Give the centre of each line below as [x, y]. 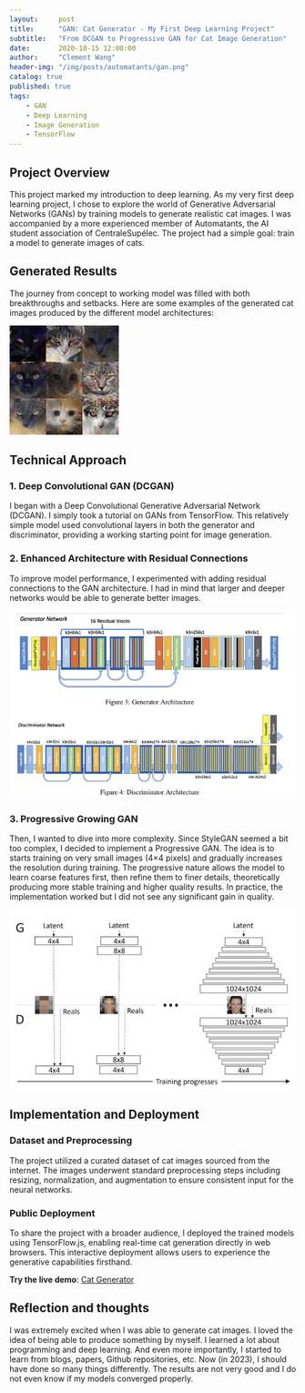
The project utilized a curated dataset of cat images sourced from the [140, 1160]
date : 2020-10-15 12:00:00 [73, 48]
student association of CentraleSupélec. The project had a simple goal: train [152, 233]
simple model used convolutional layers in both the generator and [132, 525]
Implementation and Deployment [105, 1115]
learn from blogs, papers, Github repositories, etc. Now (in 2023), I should [148, 1359]
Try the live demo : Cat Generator [72, 1279]
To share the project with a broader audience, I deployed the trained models [152, 1233]
